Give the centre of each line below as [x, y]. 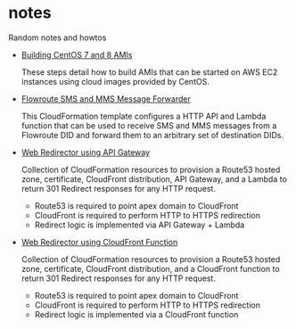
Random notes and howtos [58, 37]
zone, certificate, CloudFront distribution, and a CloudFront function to [150, 268]
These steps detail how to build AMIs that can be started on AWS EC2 [149, 72]
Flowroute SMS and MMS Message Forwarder [106, 99]
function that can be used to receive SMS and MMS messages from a [149, 125]
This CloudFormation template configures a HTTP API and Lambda [144, 116]
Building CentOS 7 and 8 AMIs [77, 54]
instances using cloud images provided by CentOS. [115, 81]
